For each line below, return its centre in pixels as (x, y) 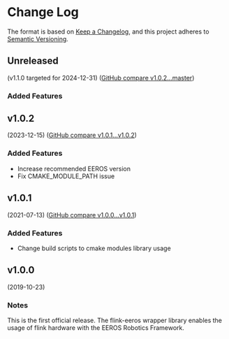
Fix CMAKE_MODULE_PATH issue (66, 176)
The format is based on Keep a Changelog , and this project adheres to (108, 31)
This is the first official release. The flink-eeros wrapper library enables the (114, 320)
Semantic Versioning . (38, 38)
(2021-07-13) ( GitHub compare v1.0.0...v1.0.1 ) (72, 215)
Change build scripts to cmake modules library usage (94, 248)
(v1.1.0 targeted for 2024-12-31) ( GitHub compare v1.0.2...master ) (101, 78)
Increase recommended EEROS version (74, 168)
